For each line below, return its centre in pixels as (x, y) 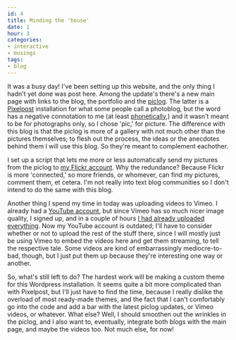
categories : (25, 40)
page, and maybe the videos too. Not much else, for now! (91, 329)
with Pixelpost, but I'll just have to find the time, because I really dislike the (115, 291)
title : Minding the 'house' (49, 20)
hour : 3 (19, 33)
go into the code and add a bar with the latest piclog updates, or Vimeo (110, 306)
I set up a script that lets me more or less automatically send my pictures (113, 160)
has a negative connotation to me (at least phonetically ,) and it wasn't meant (118, 116)
